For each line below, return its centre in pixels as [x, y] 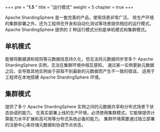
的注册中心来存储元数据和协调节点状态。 [45, 125]
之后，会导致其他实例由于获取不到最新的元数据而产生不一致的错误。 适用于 [80, 71]
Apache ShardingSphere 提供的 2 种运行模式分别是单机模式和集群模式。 [77, 30]
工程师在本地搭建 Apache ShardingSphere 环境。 [54, 77]
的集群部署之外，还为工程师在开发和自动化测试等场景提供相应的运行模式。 [79, 24]
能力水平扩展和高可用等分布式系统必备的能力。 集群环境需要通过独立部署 [82, 118]
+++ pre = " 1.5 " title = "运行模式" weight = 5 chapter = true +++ [69, 7]
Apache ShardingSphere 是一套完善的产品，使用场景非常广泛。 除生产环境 [80, 17]
